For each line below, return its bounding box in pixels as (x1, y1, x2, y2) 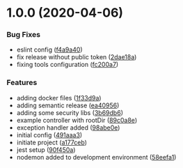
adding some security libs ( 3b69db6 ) (16, 108, 123, 116)
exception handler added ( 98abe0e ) (16, 123, 120, 132)
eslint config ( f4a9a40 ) (16, 45, 83, 54)
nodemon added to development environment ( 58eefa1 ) (16, 153, 177, 161)
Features (6, 78, 38, 88)
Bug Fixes (6, 30, 41, 40)
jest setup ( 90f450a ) (16, 145, 76, 154)
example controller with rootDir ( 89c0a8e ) (16, 116, 137, 124)
